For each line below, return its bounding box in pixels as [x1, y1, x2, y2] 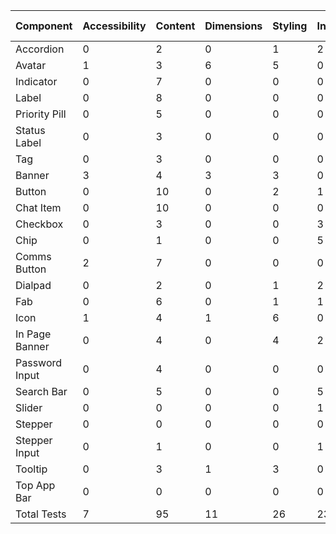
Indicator [15, 75, 58, 88]
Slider [15, 401, 43, 414]
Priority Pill [15, 107, 67, 121]
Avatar [15, 59, 47, 72]
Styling [272, 19, 308, 33]
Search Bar [15, 385, 68, 398]
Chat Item [15, 201, 62, 214]
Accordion [15, 42, 65, 56]
